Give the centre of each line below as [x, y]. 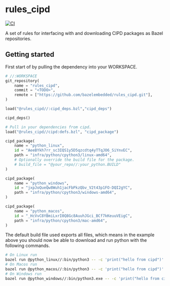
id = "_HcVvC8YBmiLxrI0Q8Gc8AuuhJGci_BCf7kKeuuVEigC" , [73, 216]
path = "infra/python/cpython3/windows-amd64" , [65, 193]
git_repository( [22, 81]
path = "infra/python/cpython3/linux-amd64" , [63, 155]
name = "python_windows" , [42, 183]
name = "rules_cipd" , [37, 85]
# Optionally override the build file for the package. [75, 160]
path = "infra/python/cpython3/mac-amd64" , [61, 221]
